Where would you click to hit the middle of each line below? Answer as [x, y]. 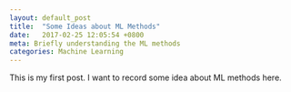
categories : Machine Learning [67, 52]
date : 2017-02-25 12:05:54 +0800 [77, 35]
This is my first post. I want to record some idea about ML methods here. [145, 77]
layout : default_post [50, 18]
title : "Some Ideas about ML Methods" [85, 26]
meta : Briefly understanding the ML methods [95, 43]
